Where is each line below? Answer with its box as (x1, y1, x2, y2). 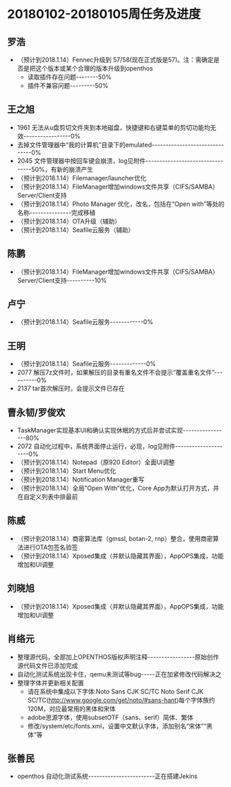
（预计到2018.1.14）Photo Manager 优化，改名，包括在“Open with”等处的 (17, 200, 225, 208)
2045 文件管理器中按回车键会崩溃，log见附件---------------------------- (17, 156, 224, 164)
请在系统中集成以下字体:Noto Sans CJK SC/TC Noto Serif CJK (27, 687, 203, 695)
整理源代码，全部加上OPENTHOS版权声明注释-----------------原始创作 (17, 652, 219, 661)
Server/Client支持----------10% (17, 276, 107, 284)
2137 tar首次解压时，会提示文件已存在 (17, 384, 125, 392)
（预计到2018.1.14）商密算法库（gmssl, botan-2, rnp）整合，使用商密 (17, 534, 213, 542)
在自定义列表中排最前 (17, 493, 78, 501)
